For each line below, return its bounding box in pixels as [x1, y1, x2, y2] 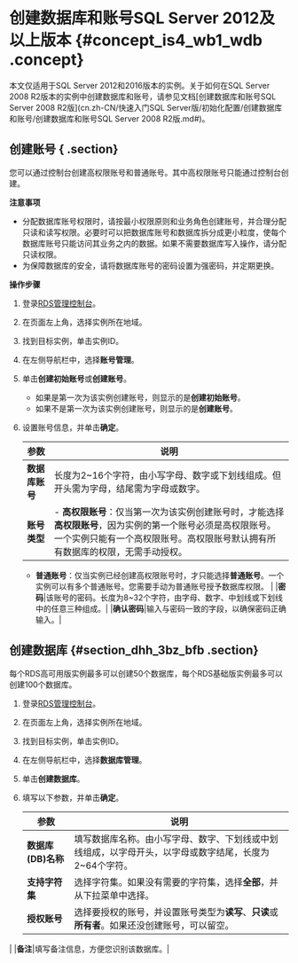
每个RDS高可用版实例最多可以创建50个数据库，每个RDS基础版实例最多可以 [9, 668, 284, 678]
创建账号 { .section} [9, 142, 119, 157]
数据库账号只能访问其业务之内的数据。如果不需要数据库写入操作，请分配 [21, 238, 286, 248]
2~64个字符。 [74, 859, 133, 872]
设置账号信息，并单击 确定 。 [21, 422, 124, 433]
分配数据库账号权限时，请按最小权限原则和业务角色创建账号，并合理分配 [21, 215, 286, 226]
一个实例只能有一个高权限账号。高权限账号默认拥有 [53, 532, 268, 544]
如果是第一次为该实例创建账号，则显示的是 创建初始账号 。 [35, 392, 246, 403]
